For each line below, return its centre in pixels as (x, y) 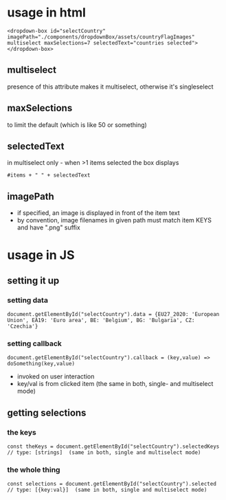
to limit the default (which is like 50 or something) (77, 124)
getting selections (47, 412)
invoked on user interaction (56, 376)
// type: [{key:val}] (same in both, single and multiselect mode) (107, 490)
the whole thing (34, 470)
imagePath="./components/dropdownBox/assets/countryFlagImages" (101, 37)
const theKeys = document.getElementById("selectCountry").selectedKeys (113, 447)
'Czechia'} (23, 327)
